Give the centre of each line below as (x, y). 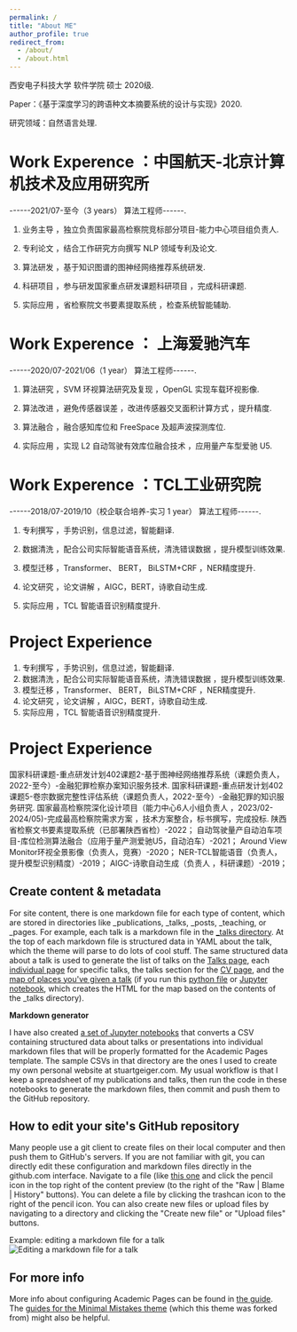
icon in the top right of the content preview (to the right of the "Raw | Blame (147, 1185)
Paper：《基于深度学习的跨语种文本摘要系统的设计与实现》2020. (126, 104)
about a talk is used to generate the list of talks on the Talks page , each (140, 960)
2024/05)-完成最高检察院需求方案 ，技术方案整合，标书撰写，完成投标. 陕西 (148, 819)
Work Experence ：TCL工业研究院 (135, 485)
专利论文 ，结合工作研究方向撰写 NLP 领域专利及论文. (120, 248)
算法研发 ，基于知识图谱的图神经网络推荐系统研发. (113, 266)
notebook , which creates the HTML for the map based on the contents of (143, 988)
